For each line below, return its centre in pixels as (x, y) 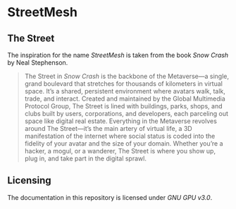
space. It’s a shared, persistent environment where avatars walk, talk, (125, 91)
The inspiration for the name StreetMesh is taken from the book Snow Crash (118, 55)
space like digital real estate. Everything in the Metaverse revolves (120, 121)
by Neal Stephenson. (38, 63)
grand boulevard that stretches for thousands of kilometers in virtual (124, 84)
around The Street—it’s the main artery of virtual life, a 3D (108, 128)
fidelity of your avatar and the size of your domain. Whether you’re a (124, 144)
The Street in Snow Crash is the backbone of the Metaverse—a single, (126, 76)
